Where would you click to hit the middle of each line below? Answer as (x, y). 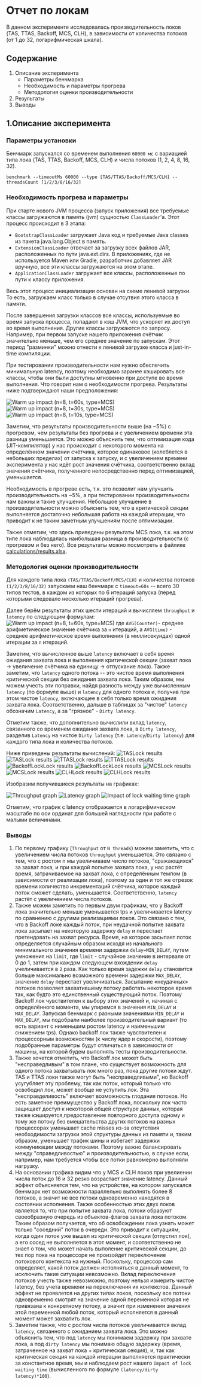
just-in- (182, 347)
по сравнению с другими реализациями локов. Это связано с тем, (100, 918)
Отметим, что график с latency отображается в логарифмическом (91, 807)
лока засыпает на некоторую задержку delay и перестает (89, 931)
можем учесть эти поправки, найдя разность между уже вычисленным (98, 686)
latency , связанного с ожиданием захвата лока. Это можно (91, 1331)
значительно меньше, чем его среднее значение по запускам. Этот (93, 340)
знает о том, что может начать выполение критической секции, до (100, 1249)
